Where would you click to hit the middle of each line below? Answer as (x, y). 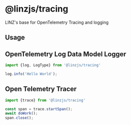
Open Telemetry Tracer (41, 89)
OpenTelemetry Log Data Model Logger (65, 54)
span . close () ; (19, 118)
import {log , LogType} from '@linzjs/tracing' (53, 65)
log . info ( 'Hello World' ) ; (31, 74)
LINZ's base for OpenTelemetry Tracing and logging (57, 22)
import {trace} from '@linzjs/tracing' (45, 100)
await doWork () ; (21, 113)
